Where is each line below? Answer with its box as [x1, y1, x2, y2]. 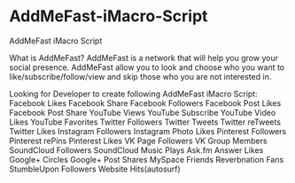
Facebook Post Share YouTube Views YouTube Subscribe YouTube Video [9, 107, 276, 118]
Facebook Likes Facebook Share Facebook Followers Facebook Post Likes [9, 97, 282, 108]
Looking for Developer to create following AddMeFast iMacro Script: [9, 88, 259, 99]
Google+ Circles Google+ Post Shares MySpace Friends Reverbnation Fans [9, 154, 284, 164]
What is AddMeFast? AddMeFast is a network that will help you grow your [9, 52, 279, 63]
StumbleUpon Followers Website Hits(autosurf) [9, 164, 182, 174]
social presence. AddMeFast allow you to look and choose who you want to [9, 62, 285, 72]
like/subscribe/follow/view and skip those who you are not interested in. [9, 71, 272, 81]
